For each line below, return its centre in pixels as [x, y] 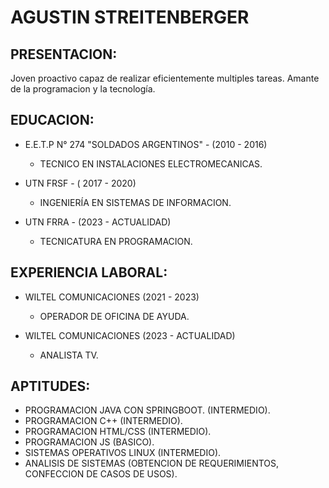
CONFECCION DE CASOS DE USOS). [101, 474]
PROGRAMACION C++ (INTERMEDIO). [103, 421]
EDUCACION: [52, 120]
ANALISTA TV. [69, 355]
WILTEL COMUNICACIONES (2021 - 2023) [112, 297]
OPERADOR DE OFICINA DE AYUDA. [114, 316]
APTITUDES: [50, 386]
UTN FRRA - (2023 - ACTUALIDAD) [98, 222]
